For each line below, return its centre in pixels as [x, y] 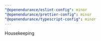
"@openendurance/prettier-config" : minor [48, 14]
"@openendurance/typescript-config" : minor [50, 19]
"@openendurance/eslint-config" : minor [46, 10]
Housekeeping [20, 33]
